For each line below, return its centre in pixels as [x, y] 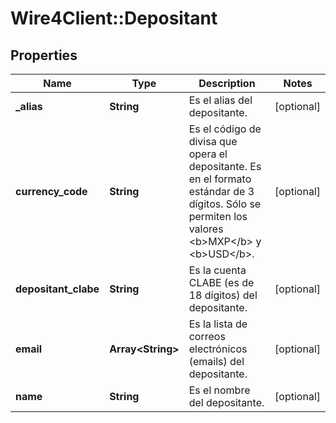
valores [206, 229]
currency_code [51, 191]
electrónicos [218, 349]
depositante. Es [225, 166]
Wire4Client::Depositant [114, 18]
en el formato [220, 179]
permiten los [218, 216]
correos [207, 336]
